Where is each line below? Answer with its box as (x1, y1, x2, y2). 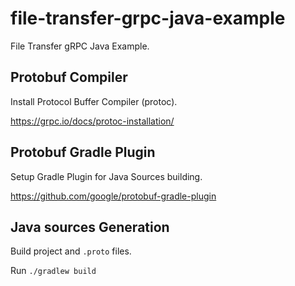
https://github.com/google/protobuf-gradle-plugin (10, 190, 217, 202)
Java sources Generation (10, 218, 170, 236)
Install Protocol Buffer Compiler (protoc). (10, 95, 178, 107)
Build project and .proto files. (10, 245, 132, 257)
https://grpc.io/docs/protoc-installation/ (10, 115, 175, 127)
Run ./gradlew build (10, 265, 97, 277)
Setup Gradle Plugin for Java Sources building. (10, 170, 203, 182)
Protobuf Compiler (10, 69, 128, 86)
